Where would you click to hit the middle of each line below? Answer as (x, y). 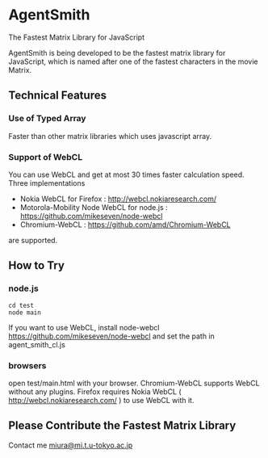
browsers (27, 365)
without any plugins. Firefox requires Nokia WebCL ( (95, 391)
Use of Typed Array (47, 119)
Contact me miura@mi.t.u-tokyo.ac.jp (71, 445)
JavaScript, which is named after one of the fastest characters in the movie (133, 61)
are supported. (33, 240)
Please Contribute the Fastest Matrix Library (122, 426)
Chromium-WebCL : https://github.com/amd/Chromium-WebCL (126, 225)
